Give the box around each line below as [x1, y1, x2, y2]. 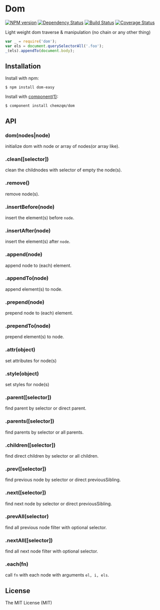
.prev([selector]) [5, 465, 46, 472]
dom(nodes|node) [5, 132, 50, 139]
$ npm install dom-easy [5, 85, 55, 90]
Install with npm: [5, 75, 39, 81]
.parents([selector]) [5, 418, 54, 425]
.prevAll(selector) [5, 513, 49, 520]
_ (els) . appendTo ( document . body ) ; [5, 48, 75, 53]
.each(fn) [5, 561, 28, 568]
